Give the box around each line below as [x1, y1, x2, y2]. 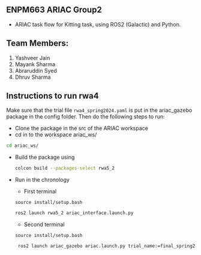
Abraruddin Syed [14, 67, 57, 74]
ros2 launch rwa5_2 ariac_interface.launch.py [14, 210, 134, 216]
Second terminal [23, 221, 65, 228]
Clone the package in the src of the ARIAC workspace [14, 124, 148, 132]
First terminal [23, 188, 57, 195]
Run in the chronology [14, 176, 70, 183]
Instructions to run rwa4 [6, 91, 99, 101]
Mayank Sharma [14, 60, 56, 68]
